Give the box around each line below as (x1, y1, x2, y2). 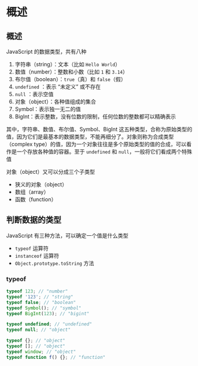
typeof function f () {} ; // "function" (6, 354, 106, 360)
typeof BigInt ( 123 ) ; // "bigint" (6, 310, 90, 316)
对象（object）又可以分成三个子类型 (6, 168, 96, 175)
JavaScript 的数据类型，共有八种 (6, 48, 87, 55)
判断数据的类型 (6, 215, 62, 225)
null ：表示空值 (14, 91, 54, 97)
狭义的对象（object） (14, 181, 68, 188)
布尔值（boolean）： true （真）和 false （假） (14, 76, 127, 82)
